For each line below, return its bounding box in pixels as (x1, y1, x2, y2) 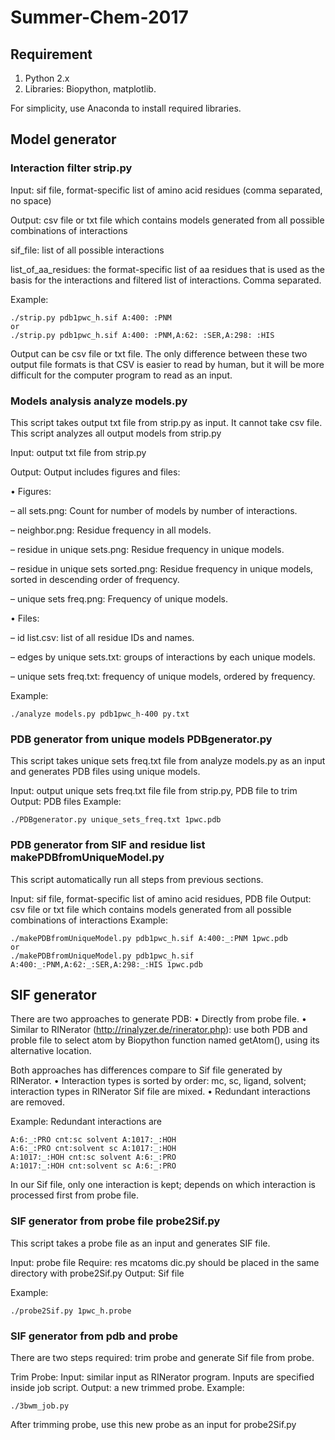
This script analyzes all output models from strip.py (10, 427, 222, 439)
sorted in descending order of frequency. (10, 573, 180, 585)
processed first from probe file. (10, 1189, 140, 1201)
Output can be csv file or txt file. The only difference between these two (10, 347, 308, 360)
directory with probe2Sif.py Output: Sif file (10, 1267, 185, 1279)
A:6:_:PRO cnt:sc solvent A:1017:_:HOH (10, 1135, 177, 1145)
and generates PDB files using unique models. (10, 766, 201, 778)
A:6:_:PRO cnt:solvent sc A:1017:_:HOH (10, 1144, 177, 1154)
